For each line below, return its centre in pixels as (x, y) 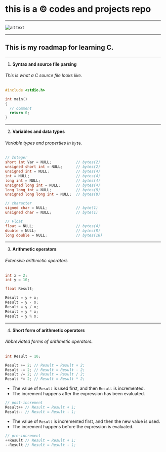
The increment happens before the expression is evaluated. (73, 426)
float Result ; (20, 289)
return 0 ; (20, 113)
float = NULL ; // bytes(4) (53, 226)
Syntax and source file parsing (44, 64)
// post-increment (24, 403)
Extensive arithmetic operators (37, 261)
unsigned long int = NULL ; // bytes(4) (53, 185)
